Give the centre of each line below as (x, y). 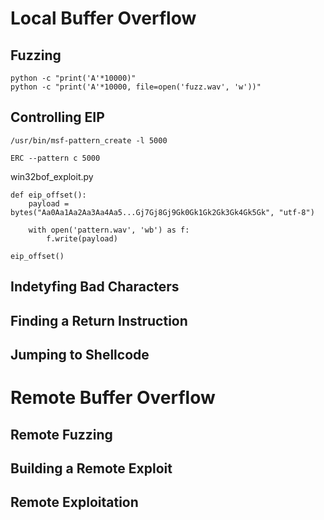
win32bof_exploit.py (52, 176)
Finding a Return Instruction (99, 320)
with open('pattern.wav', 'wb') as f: (109, 230)
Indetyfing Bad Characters (95, 287)
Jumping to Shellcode (80, 354)
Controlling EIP (57, 117)
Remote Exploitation (74, 502)
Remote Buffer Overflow (113, 398)
